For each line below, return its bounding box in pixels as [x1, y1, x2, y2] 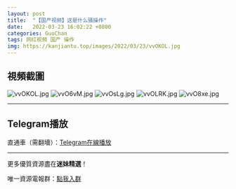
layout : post [7, 10, 46, 17]
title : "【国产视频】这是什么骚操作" [7, 17, 107, 24]
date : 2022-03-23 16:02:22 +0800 [7, 23, 112, 30]
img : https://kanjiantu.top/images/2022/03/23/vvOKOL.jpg [7, 43, 181, 50]
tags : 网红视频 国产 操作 [7, 36, 75, 43]
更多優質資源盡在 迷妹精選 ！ [7, 159, 88, 168]
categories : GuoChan [7, 29, 68, 37]
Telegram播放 [7, 118, 68, 130]
